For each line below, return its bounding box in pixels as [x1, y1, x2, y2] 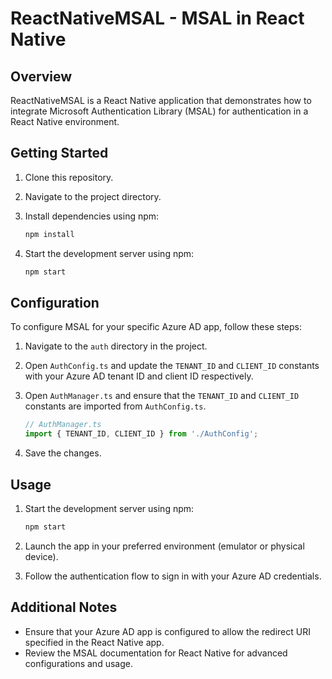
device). [24, 550, 59, 562]
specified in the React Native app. [24, 636, 165, 648]
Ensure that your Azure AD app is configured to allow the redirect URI [24, 625, 311, 637]
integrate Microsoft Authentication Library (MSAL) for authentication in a [10, 105, 309, 117]
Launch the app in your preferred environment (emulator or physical [24, 540, 305, 552]
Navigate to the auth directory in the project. [24, 340, 208, 352]
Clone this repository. [24, 171, 114, 183]
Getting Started [10, 145, 109, 162]
